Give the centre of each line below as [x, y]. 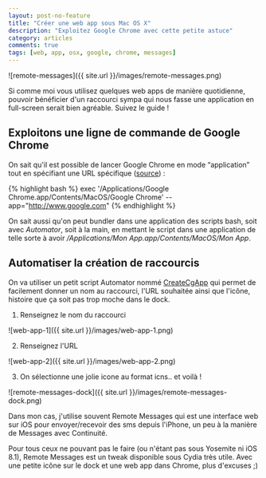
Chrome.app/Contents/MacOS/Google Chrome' [86, 197]
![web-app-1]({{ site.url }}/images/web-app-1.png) [91, 330]
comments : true [33, 45]
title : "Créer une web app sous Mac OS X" [80, 23]
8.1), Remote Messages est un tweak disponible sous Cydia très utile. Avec [131, 456]
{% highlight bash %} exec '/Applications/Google [89, 188]
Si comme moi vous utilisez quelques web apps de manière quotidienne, [127, 91]
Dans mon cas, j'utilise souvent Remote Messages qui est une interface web [133, 416]
